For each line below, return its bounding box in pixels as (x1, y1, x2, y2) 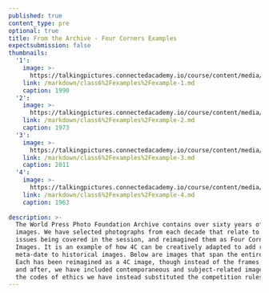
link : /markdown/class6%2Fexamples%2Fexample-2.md (22, 116, 195, 124)
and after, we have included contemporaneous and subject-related (15, 266, 242, 274)
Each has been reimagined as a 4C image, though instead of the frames (15, 258, 260, 266)
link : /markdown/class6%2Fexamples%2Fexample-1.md (22, 79, 195, 87)
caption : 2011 (22, 161, 70, 169)
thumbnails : (8, 49, 48, 57)
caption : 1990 (22, 86, 70, 95)
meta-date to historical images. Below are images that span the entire (15, 250, 263, 258)
